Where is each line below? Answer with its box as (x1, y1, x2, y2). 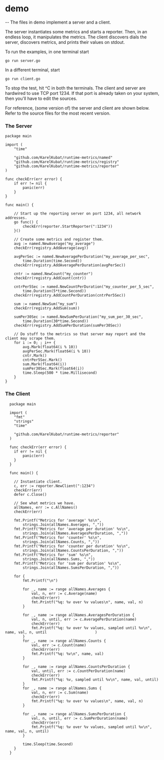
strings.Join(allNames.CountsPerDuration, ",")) (23, 548, 124, 553)
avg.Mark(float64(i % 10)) (23, 345, 78, 350)
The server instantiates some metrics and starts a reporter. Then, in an (5, 29, 147, 34)
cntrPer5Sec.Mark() (23, 358, 63, 363)
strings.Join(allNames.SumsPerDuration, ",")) (23, 565, 119, 570)
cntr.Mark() (23, 353, 47, 358)
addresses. (5, 215, 27, 220)
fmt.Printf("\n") (23, 578, 58, 583)
